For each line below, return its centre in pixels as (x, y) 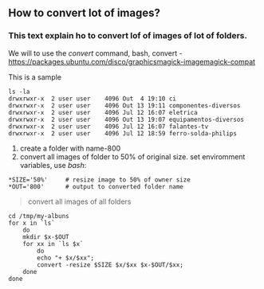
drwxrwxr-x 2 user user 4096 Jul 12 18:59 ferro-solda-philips (123, 133)
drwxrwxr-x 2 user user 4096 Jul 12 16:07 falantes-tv (108, 127)
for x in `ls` (32, 223)
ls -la (19, 92)
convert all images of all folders (79, 201)
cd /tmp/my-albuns (39, 216)
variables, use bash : (53, 165)
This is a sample (35, 77)
